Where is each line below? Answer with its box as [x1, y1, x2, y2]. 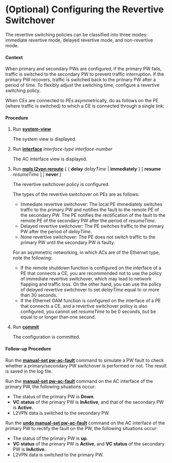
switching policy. [5, 87, 41, 94]
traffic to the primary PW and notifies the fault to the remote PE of [20, 207, 160, 213]
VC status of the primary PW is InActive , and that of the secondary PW [12, 399, 164, 405]
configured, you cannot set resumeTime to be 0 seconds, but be [20, 308, 156, 314]
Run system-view [12, 126, 51, 132]
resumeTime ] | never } [12, 171, 62, 178]
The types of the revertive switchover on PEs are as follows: [12, 191, 140, 197]
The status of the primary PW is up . [12, 435, 88, 441]
